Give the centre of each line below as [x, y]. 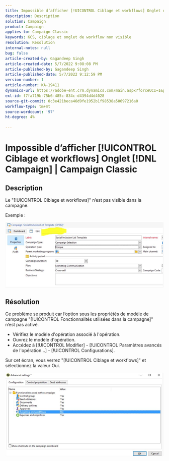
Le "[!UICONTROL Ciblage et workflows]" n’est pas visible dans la [73, 200]
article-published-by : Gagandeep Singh [47, 69]
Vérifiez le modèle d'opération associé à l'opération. [66, 334]
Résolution [22, 302]
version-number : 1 [24, 80]
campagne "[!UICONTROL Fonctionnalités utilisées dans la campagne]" [79, 319]
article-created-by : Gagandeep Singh [45, 59]
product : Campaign [24, 27]
